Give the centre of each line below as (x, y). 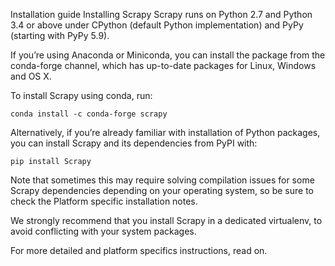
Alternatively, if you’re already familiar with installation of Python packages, (165, 132)
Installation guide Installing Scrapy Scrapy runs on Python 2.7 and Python (161, 14)
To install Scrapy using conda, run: (81, 95)
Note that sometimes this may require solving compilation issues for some (162, 180)
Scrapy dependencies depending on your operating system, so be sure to (162, 190)
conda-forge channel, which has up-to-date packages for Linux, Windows (163, 65)
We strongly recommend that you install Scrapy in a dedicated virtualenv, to (166, 220)
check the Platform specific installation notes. (104, 201)
